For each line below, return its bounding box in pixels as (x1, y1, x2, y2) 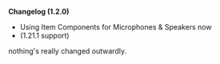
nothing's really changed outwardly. (8, 46, 126, 55)
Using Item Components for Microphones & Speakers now (19, 22, 212, 31)
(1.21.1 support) (19, 31, 70, 40)
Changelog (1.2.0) (8, 7, 70, 16)
